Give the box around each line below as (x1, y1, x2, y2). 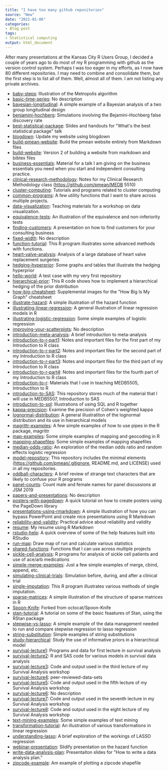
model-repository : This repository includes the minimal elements (12, 455, 146, 461)
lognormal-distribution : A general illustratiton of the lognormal (12, 412, 140, 418)
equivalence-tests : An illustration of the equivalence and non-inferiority (12, 214, 160, 220)
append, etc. (12, 567, 39, 573)
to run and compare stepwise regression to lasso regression (12, 626, 137, 632)
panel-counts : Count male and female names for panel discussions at (12, 481, 156, 487)
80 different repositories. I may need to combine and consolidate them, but (5, 70, 160, 76)
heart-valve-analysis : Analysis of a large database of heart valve (12, 251, 146, 257)
